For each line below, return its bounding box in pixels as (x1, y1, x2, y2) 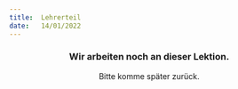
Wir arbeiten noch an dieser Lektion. (68, 51, 230, 63)
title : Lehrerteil (9, 12, 82, 22)
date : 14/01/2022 (9, 21, 82, 30)
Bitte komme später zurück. (99, 70, 200, 81)
